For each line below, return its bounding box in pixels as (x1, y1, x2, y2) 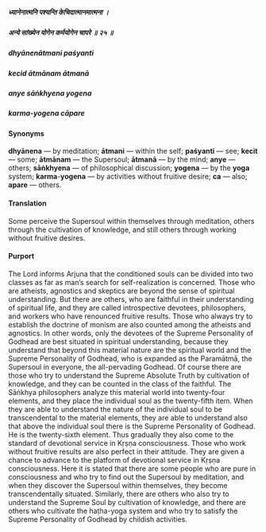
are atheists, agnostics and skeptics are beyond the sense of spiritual (8, 286, 235, 295)
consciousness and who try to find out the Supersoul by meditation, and (8, 471, 245, 482)
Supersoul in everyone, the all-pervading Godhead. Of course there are (8, 362, 242, 371)
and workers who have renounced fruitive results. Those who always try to (8, 311, 253, 321)
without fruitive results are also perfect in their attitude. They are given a (8, 447, 245, 456)
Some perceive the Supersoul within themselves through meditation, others (8, 216, 256, 225)
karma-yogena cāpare (8, 108, 85, 118)
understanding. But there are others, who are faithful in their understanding (8, 294, 254, 303)
